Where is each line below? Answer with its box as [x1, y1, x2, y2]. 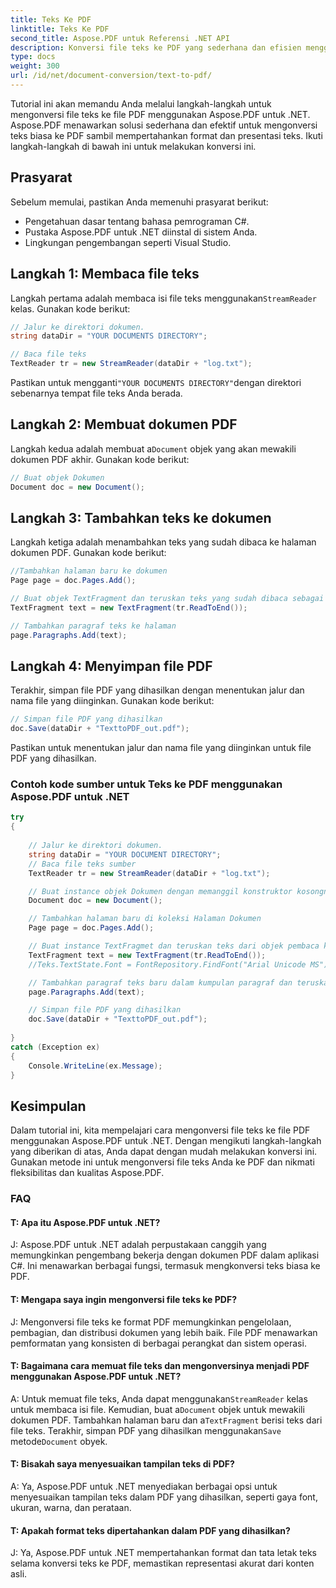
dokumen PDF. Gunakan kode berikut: [10, 547, 167, 559]
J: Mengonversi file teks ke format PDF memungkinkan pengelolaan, [10, 1316, 292, 1328]
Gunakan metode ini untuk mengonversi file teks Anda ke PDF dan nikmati [10, 1156, 315, 1168]
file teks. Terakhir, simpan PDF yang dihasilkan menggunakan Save [10, 1424, 282, 1436]
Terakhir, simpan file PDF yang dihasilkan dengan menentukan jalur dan [10, 684, 305, 696]
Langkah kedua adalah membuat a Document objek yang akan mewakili [10, 442, 297, 455]
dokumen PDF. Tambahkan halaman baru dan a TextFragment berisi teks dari [10, 1414, 323, 1426]
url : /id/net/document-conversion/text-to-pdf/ [10, 71, 213, 81]
